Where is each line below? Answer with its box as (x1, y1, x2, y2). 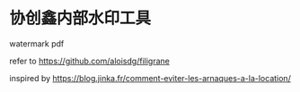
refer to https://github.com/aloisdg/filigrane (9, 55, 171, 66)
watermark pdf (9, 38, 65, 49)
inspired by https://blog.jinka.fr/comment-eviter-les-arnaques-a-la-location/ (9, 72, 292, 83)
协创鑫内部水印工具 (9, 8, 152, 29)
